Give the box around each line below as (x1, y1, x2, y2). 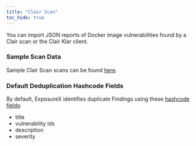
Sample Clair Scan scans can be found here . (6, 66, 117, 73)
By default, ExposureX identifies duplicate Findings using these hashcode (6, 95, 190, 103)
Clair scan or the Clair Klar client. (6, 38, 89, 45)
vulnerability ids (15, 120, 55, 127)
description (15, 127, 44, 134)
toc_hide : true (6, 15, 45, 21)
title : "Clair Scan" (6, 8, 59, 15)
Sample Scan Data (6, 53, 62, 61)
